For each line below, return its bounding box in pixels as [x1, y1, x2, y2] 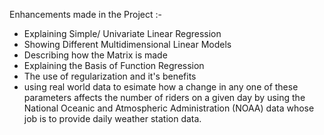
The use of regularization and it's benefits [23, 70, 197, 82]
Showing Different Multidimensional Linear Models [23, 39, 232, 50]
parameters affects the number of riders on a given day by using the [23, 92, 306, 103]
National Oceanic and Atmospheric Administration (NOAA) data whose [23, 102, 315, 114]
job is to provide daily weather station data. [23, 113, 202, 124]
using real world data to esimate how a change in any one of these [23, 81, 299, 93]
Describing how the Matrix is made [23, 49, 168, 61]
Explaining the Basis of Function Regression [23, 60, 205, 71]
